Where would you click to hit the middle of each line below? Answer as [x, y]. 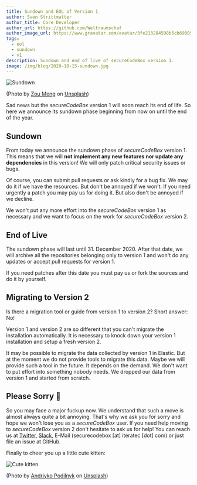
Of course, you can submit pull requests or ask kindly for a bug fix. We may [97, 180]
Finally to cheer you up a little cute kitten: [56, 453]
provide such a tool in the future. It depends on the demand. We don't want [97, 365]
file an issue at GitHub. [33, 441]
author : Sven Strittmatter [39, 17]
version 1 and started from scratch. [48, 378]
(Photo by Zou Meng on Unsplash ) [47, 94]
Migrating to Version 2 [48, 297]
